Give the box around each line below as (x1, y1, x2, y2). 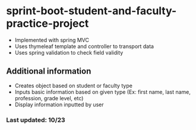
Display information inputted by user (14, 101, 104, 108)
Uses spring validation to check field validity (14, 49, 124, 56)
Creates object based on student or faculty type (14, 82, 132, 89)
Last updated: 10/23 (6, 116, 65, 124)
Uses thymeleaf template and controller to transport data (14, 43, 154, 50)
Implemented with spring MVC (14, 36, 90, 43)
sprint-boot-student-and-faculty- (6, 4, 177, 18)
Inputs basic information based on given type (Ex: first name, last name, (14, 88, 191, 96)
